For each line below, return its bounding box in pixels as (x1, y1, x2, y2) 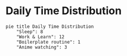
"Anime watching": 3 (16, 44, 67, 50)
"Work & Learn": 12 (16, 34, 65, 39)
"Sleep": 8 (16, 28, 44, 35)
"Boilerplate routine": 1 (16, 39, 81, 45)
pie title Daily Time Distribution (5, 24, 94, 29)
